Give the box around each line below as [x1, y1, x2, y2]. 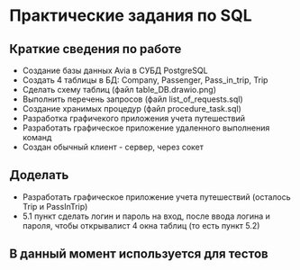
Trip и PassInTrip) [22, 201, 88, 211]
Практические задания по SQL [9, 5, 252, 26]
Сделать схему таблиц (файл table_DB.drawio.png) [22, 85, 216, 94]
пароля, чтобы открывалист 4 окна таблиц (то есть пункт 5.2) [22, 220, 260, 230]
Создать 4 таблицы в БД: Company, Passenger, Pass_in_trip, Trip [22, 75, 268, 85]
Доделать [9, 167, 69, 183]
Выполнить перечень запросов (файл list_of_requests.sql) [22, 94, 243, 104]
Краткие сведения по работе [9, 41, 182, 57]
